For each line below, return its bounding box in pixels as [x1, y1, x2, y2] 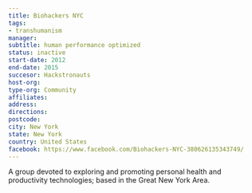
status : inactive [8, 49, 66, 57]
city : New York [8, 123, 59, 131]
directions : [8, 108, 48, 116]
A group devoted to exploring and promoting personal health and [8, 167, 222, 176]
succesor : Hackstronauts [8, 71, 91, 79]
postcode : [8, 116, 41, 124]
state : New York [8, 130, 62, 138]
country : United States [8, 137, 88, 146]
